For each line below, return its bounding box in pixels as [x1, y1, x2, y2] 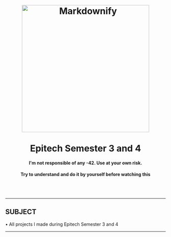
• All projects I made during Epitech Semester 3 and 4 [5, 221, 119, 227]
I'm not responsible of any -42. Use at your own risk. [28, 160, 142, 166]
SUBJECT [5, 208, 37, 216]
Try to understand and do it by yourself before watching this [20, 171, 151, 177]
